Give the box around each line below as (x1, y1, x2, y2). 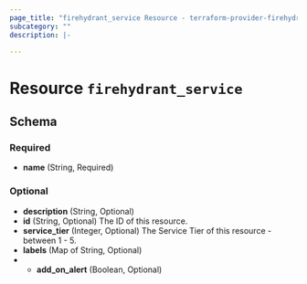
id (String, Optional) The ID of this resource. (22, 216, 188, 226)
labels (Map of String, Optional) (22, 244, 143, 256)
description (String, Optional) (22, 205, 135, 216)
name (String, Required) (22, 162, 114, 174)
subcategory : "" (9, 22, 71, 31)
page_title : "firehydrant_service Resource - (9, 13, 185, 23)
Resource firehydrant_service (9, 78, 243, 99)
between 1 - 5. (22, 235, 78, 246)
